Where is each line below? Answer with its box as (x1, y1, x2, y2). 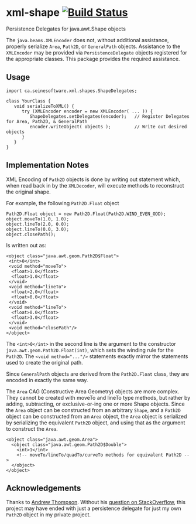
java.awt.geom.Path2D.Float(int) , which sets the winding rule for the (6, 346, 174, 353)
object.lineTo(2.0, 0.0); (6, 221, 69, 227)
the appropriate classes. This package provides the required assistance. (6, 55, 180, 62)
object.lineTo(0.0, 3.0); (6, 226, 69, 232)
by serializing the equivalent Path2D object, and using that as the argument (6, 419, 185, 426)
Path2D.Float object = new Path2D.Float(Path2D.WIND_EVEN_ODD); (6, 211, 166, 217)
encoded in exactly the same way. (6, 376, 88, 383)
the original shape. (6, 188, 51, 195)
